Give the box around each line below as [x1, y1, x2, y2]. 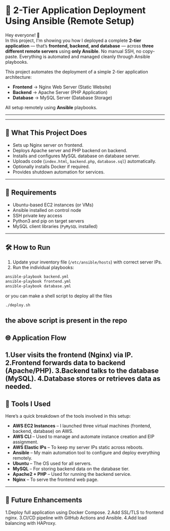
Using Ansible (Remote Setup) [5, 15, 135, 27]
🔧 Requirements [5, 188, 57, 197]
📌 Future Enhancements [5, 496, 82, 505]
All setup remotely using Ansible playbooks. [5, 104, 98, 110]
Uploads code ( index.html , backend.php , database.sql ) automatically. [12, 158, 157, 164]
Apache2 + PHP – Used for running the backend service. [12, 471, 132, 477]
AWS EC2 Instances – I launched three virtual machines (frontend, [12, 422, 152, 429]
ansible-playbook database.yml [5, 284, 71, 289]
